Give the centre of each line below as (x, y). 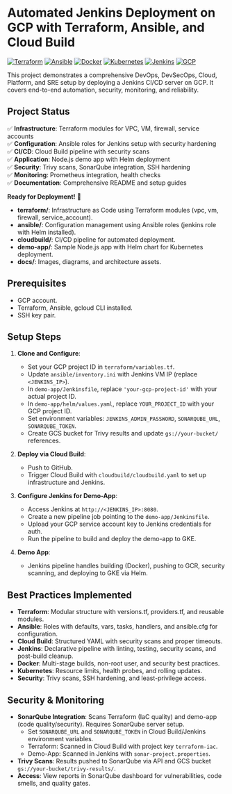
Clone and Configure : (49, 354)
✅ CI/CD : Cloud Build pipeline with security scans (78, 151)
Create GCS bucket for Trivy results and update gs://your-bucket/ (123, 433)
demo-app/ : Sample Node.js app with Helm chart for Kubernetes (110, 247)
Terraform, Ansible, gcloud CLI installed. (75, 308)
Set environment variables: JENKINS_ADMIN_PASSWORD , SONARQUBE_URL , (124, 419)
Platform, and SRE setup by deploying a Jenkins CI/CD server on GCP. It (110, 82)
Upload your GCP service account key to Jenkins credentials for (119, 524)
